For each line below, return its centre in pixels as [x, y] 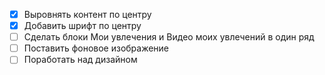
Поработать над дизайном [80, 60]
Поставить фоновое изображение [96, 48]
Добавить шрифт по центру [82, 26]
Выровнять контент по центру [87, 14]
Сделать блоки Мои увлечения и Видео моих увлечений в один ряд [169, 37]
